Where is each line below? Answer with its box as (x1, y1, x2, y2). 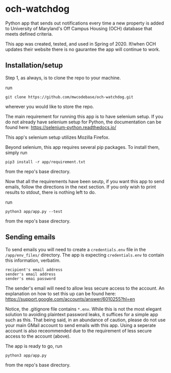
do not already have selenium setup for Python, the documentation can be (5, 119, 162, 125)
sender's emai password (5, 276, 56, 281)
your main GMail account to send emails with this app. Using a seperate (5, 322, 156, 328)
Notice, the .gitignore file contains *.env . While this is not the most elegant (5, 305, 162, 312)
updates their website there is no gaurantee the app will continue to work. (5, 46, 160, 52)
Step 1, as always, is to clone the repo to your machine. (5, 75, 121, 81)
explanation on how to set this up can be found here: (5, 290, 116, 297)
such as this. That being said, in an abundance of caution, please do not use (5, 317, 166, 323)
